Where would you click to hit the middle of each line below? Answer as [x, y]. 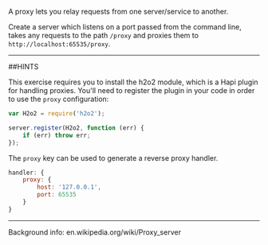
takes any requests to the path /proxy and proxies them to [104, 35]
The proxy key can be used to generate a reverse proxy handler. [113, 157]
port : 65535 [57, 195]
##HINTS [24, 66]
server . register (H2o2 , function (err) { [77, 128]
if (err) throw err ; [57, 135]
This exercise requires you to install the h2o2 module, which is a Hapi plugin [133, 82]
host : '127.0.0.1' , [69, 187]
